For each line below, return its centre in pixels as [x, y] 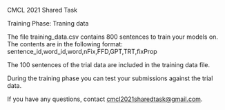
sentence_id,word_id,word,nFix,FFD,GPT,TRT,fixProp [82, 52]
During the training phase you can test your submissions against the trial [110, 78]
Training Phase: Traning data [48, 23]
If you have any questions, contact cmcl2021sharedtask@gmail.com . [105, 99]
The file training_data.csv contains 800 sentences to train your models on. [113, 37]
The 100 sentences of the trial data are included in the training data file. [109, 65]
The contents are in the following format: [65, 44]
